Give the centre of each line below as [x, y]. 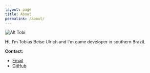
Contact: [14, 51]
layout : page [18, 9]
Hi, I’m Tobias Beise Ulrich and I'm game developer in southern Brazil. [75, 42]
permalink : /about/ [25, 18]
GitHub [19, 66]
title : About [18, 14]
